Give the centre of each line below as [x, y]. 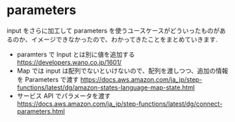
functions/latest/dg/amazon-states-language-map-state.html [106, 87]
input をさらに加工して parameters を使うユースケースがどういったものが [113, 30]
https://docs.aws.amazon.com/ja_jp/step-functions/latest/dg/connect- [120, 104]
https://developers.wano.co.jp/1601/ [69, 62]
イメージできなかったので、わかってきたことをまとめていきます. [124, 39]
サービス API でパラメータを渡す [64, 96]
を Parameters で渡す [48, 79]
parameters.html [41, 111]
